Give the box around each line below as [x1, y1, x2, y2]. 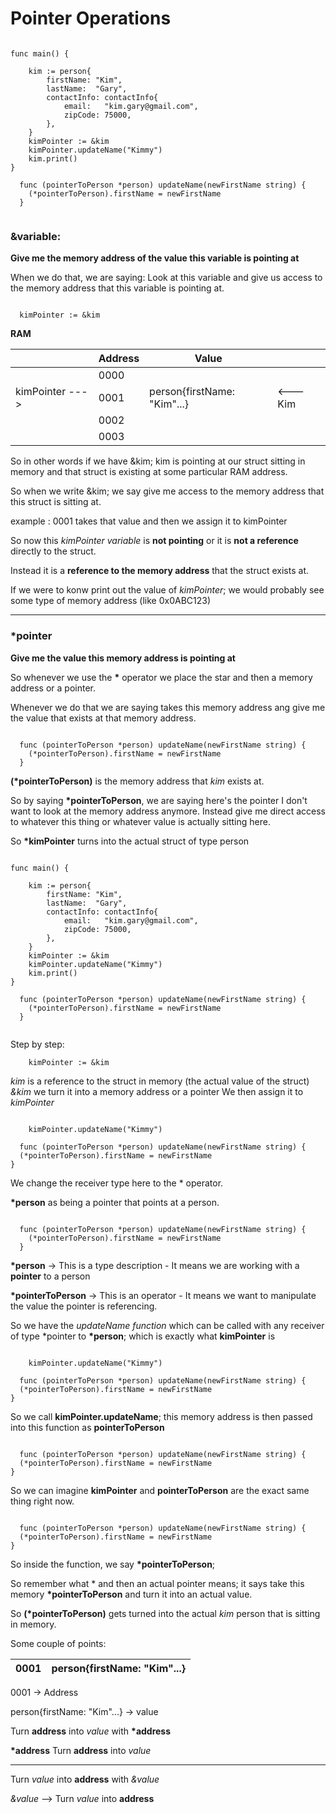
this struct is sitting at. [10, 496, 102, 508]
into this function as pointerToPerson [10, 1421, 165, 1433]
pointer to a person [10, 1270, 91, 1282]
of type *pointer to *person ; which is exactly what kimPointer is [10, 1330, 276, 1342]
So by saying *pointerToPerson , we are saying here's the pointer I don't [10, 794, 308, 806]
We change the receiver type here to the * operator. [10, 1177, 224, 1189]
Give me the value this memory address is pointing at [10, 652, 236, 664]
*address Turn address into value [10, 1744, 152, 1756]
